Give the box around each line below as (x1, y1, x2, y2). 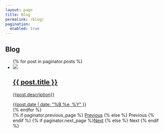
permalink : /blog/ (5, 17, 44, 22)
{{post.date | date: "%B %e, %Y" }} (12, 101, 87, 107)
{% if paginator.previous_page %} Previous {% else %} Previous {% (12, 112, 154, 118)
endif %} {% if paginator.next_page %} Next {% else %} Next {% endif (12, 117, 159, 123)
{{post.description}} (12, 92, 55, 98)
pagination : (5, 21, 30, 27)
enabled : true (10, 26, 39, 31)
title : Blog (5, 12, 30, 17)
